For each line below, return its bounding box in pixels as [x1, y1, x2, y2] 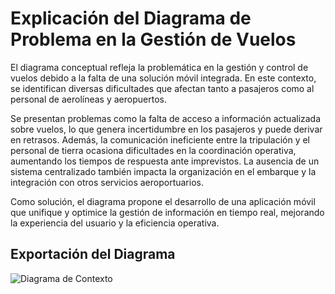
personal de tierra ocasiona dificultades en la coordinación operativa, [10, 144, 297, 156]
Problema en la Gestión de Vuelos [10, 28, 297, 51]
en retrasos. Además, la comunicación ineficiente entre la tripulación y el [10, 133, 311, 146]
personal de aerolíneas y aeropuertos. [10, 93, 167, 105]
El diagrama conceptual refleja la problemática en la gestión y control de [10, 61, 309, 73]
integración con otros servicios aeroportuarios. [10, 176, 204, 188]
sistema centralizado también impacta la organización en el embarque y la [10, 165, 317, 177]
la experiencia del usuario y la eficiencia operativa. [10, 217, 220, 229]
